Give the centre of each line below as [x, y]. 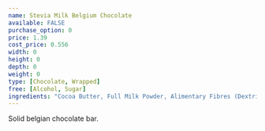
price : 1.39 [28, 37]
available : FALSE [37, 23]
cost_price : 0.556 [38, 45]
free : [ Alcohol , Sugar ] [47, 89]
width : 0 [22, 52]
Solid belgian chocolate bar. [53, 118]
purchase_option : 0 [40, 30]
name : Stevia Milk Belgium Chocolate [70, 15]
